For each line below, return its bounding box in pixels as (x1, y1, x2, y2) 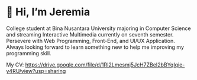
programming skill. (6, 49, 51, 56)
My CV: (6, 61, 24, 68)
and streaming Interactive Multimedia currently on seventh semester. (6, 31, 174, 38)
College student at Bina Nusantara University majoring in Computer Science (6, 25, 191, 32)
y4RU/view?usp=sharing (6, 67, 66, 74)
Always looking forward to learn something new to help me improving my (6, 44, 185, 51)
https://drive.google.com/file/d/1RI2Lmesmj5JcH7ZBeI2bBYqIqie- (25, 61, 185, 68)
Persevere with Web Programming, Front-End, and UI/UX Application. (6, 37, 176, 44)
